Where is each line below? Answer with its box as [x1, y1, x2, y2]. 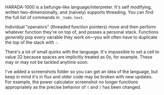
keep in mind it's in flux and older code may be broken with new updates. [5, 74, 153, 79]
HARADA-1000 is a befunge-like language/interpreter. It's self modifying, [5, 4, 152, 10]
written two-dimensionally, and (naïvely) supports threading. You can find [5, 9, 153, 15]
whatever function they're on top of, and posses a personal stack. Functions [5, 29, 159, 35]
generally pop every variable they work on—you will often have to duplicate [5, 34, 158, 40]
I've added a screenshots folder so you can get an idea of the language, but [5, 69, 158, 75]
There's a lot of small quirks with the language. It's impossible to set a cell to [5, 49, 160, 55]
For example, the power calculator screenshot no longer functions [5, 79, 139, 85]
